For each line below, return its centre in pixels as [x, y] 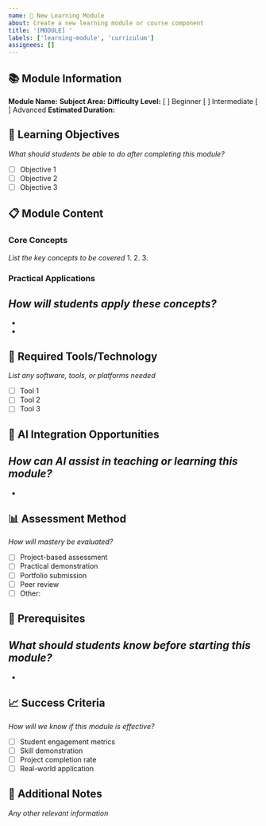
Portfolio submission [53, 575]
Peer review [39, 584]
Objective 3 [39, 187]
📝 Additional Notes [55, 794]
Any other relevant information [58, 813]
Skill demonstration [51, 751]
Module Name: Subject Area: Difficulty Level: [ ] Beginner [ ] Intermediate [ [133, 101]
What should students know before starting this [130, 645]
